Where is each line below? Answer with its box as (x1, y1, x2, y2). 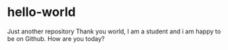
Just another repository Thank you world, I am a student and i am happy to (7, 27, 221, 35)
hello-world (7, 4, 76, 20)
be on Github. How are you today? (7, 34, 106, 42)
